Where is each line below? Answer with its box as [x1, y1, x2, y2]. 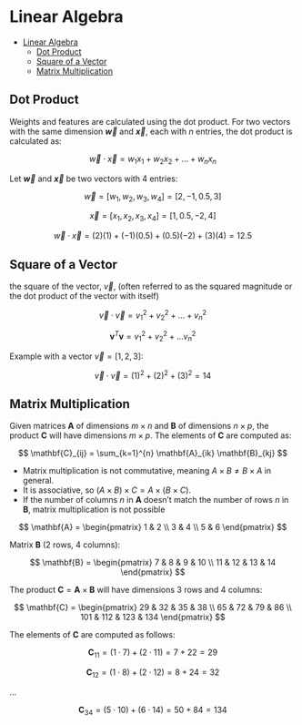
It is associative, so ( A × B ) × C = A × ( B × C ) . [22, 485, 192, 495]
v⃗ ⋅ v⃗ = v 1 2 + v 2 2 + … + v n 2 [98, 308, 207, 322]
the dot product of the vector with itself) [9, 290, 159, 301]
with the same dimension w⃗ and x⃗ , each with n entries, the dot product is [9, 126, 293, 137]
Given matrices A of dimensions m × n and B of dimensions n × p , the [9, 421, 269, 432]
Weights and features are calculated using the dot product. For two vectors [9, 116, 291, 127]
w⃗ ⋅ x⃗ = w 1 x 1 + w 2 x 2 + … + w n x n [89, 153, 216, 166]
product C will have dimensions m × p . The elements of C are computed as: [9, 430, 292, 441]
